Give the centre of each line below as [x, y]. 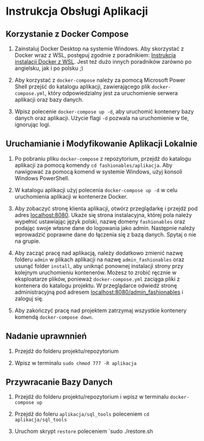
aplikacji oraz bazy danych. [49, 100]
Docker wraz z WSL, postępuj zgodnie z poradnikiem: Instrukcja [95, 55]
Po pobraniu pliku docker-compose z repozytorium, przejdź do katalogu [103, 158]
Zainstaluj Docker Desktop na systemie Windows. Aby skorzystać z [99, 48]
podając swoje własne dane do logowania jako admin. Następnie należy [105, 228]
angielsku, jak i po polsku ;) [49, 68]
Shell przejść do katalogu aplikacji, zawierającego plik [82, 86]
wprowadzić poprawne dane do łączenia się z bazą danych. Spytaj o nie [105, 234]
